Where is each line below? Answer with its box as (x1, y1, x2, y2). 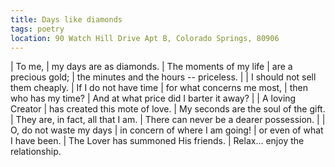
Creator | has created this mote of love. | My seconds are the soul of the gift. (10, 103, 326, 115)
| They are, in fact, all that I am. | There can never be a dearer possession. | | (10, 114, 326, 126)
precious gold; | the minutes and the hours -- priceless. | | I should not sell (10, 71, 317, 83)
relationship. (10, 146, 62, 158)
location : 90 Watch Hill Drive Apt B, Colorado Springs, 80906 (10, 33, 280, 43)
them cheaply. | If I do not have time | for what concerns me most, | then (10, 82, 308, 94)
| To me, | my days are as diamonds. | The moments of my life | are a (10, 61, 293, 73)
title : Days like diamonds (10, 14, 123, 25)
